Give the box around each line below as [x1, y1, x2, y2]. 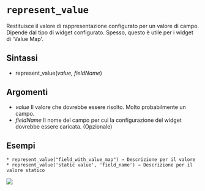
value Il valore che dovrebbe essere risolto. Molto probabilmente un [15, 103, 187, 111]
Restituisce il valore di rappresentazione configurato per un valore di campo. [6, 22, 199, 29]
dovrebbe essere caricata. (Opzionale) [15, 122, 113, 130]
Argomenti [6, 87, 48, 97]
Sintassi [6, 53, 38, 64]
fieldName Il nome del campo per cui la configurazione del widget [15, 116, 182, 124]
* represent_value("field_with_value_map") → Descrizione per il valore [6, 157, 196, 163]
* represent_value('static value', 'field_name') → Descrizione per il [6, 162, 193, 168]
